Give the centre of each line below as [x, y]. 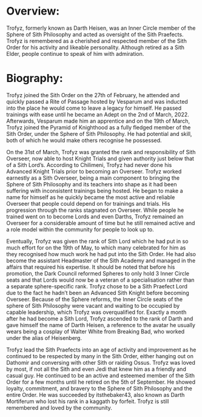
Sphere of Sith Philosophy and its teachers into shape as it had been [92, 184]
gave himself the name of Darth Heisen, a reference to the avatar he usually [101, 325]
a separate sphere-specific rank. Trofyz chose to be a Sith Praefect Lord [97, 286]
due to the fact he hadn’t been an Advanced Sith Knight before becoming [98, 293]
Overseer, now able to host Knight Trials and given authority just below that [100, 158]
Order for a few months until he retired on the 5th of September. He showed [101, 382]
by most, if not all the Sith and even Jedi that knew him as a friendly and [96, 369]
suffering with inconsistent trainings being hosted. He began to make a [95, 191]
